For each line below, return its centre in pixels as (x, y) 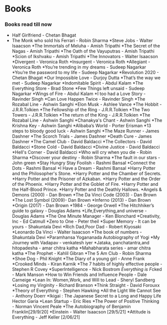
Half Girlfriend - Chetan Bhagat (44, 35)
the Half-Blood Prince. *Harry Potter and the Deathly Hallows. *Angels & (87, 190)
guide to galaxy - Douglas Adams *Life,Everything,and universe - (79, 211)
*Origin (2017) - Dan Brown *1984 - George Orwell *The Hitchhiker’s (83, 205)
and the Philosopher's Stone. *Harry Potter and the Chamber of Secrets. (87, 174)
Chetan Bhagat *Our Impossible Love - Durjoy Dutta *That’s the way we (86, 78)
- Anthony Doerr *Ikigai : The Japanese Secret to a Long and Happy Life (86, 296)
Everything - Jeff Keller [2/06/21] (46, 317)
